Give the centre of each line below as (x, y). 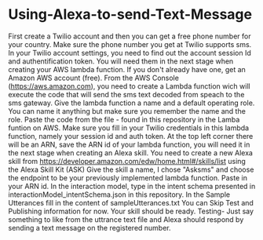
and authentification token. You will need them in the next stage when (121, 61)
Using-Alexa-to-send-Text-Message (130, 15)
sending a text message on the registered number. (89, 227)
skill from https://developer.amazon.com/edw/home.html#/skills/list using (127, 161)
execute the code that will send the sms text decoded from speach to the (126, 94)
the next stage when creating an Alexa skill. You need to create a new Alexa (131, 153)
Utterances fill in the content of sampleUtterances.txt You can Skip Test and (131, 202)
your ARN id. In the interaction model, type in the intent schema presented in (132, 186)
